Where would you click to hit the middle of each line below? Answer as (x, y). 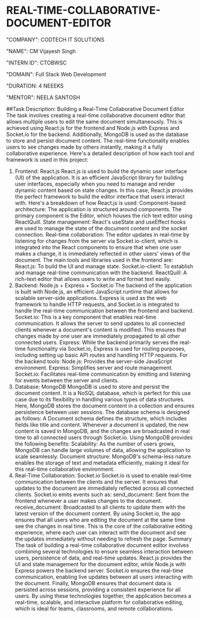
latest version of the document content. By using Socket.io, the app (98, 513)
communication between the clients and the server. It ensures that (96, 481)
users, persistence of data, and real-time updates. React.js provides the (103, 558)
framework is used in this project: (47, 159)
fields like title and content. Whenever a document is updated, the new (102, 425)
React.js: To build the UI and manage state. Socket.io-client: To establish (104, 266)
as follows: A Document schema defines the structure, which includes (101, 418)
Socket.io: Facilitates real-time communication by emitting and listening (103, 374)
